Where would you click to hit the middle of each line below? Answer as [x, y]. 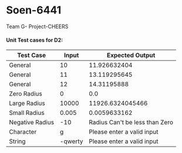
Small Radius [27, 113]
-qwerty [71, 141]
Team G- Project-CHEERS [37, 26]
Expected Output [131, 55]
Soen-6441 [34, 10]
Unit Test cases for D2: [35, 40]
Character [23, 132]
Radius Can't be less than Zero [131, 123]
